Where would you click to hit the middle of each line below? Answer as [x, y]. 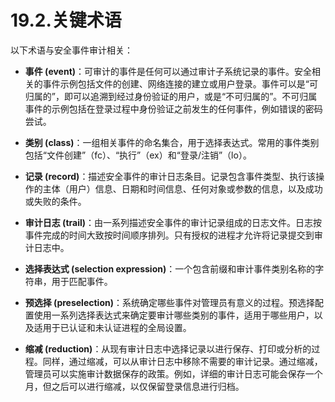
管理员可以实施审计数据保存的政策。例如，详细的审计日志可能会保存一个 [173, 373]
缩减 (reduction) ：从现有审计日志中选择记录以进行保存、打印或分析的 [168, 348]
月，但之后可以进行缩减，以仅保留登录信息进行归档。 [134, 386]
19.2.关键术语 [66, 20]
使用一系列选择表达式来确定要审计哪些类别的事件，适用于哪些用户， [174, 315]
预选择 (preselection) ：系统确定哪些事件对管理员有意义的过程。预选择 [169, 302]
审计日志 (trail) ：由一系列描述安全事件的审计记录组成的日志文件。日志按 [173, 222]
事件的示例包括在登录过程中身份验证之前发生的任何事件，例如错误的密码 [173, 108]
